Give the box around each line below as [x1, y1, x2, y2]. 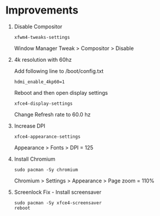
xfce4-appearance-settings [14, 134, 81, 139]
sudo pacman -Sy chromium [14, 167, 78, 172]
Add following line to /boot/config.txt [14, 67, 104, 74]
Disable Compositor [14, 23, 63, 30]
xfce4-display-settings [14, 101, 73, 107]
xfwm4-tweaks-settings [14, 34, 70, 40]
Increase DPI [14, 122, 45, 129]
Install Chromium [14, 155, 55, 162]
